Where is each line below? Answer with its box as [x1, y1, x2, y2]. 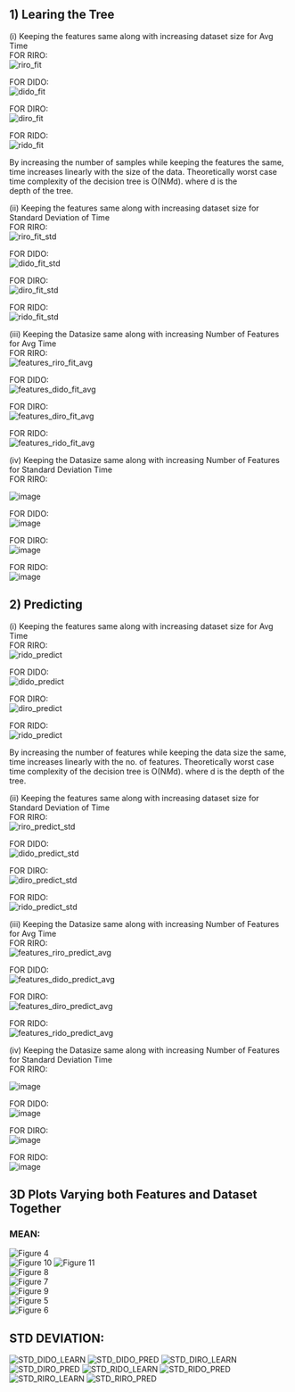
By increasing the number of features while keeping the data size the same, [9, 747, 287, 758]
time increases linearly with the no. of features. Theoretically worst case [9, 756, 275, 766]
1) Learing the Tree [9, 7, 115, 22]
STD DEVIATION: [9, 1330, 105, 1346]
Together [9, 1201, 61, 1216]
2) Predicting [9, 597, 83, 612]
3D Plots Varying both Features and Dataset [9, 1187, 258, 1203]
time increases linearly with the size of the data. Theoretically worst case [9, 166, 278, 177]
